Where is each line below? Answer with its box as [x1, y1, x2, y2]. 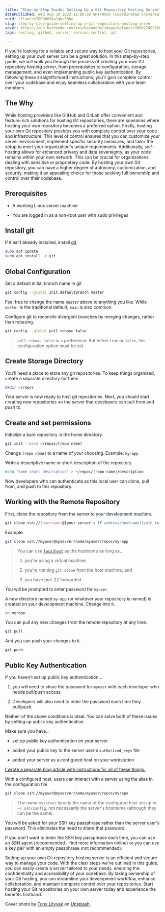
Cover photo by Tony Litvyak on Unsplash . [5, 901, 91, 907]
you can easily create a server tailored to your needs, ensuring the [5, 865, 140, 871]
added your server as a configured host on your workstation [12, 757, 134, 763]
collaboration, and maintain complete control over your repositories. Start [5, 881, 153, 887]
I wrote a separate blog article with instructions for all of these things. [5, 766, 146, 772]
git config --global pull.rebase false [5, 328, 87, 333]
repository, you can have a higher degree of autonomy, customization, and [5, 164, 156, 170]
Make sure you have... [5, 728, 50, 734]
